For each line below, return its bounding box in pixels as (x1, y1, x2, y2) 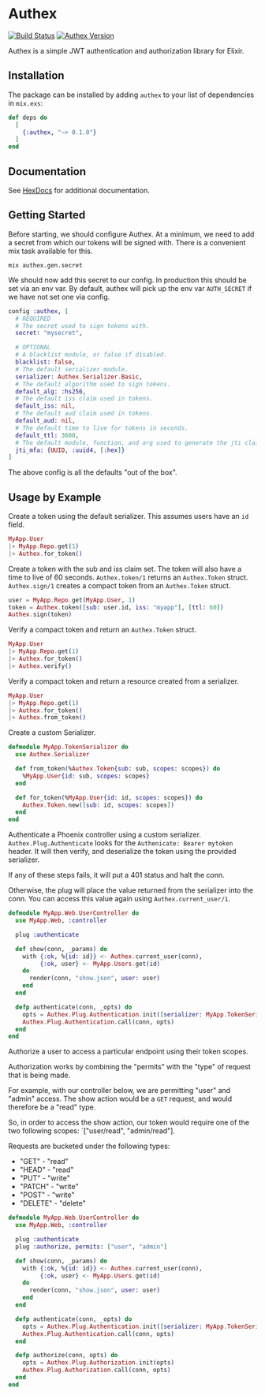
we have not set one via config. (8, 292, 110, 301)
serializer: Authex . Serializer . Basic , (15, 372, 144, 381)
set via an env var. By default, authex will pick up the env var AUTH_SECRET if (8, 283, 252, 293)
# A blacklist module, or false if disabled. (15, 351, 168, 359)
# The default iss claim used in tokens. (15, 395, 154, 403)
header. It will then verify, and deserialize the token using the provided (8, 847, 237, 856)
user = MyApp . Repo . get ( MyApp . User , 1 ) (8, 596, 136, 604)
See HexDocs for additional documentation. (8, 185, 150, 195)
